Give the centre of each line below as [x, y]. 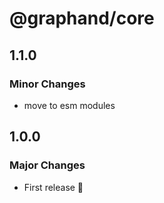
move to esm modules [69, 105]
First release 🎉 [53, 187]
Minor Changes [47, 84]
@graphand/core [82, 18]
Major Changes [47, 165]
